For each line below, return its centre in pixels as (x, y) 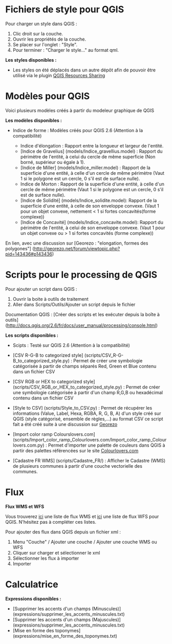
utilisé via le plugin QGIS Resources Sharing (59, 75)
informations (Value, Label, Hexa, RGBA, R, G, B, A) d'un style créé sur (87, 413)
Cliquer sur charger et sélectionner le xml (56, 553)
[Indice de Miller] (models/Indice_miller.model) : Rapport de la (85, 168)
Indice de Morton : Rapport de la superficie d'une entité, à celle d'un (92, 184)
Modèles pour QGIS (48, 96)
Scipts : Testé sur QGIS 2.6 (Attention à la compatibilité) (71, 345)
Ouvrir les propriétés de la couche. (49, 39)
